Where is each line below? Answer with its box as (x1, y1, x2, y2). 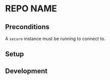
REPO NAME (5, 3, 57, 14)
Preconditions (5, 23, 50, 31)
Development (5, 67, 48, 75)
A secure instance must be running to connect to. (5, 36, 106, 41)
